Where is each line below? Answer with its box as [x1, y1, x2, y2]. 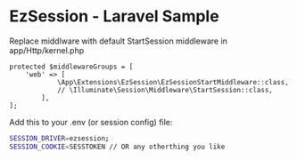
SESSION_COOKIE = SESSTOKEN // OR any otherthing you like [9, 142, 226, 151]
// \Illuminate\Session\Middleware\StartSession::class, [56, 85, 274, 94]
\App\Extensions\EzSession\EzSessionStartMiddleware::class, [56, 77, 290, 86]
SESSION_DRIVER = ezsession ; [9, 133, 110, 143]
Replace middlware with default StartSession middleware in [9, 36, 227, 46]
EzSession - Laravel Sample [9, 6, 220, 27]
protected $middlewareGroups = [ [9, 62, 134, 71]
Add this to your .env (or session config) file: [9, 116, 173, 127]
